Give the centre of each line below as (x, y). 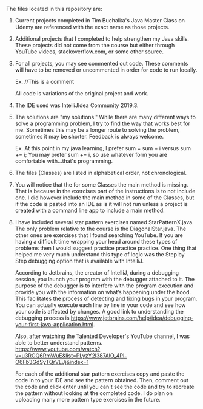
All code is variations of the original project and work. (82, 93)
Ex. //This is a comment (45, 82)
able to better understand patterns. (59, 342)
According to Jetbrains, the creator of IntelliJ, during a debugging (97, 273)
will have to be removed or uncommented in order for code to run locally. (106, 70)
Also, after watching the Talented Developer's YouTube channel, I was (102, 336)
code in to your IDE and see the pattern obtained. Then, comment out (102, 380)
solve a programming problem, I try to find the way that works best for (103, 123)
